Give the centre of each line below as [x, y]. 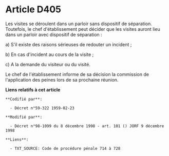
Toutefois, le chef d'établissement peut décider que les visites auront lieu [83, 29]
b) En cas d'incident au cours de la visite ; [50, 54]
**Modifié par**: [24, 117]
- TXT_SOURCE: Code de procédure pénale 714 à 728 [65, 148]
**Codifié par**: [24, 99]
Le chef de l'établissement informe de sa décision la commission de [77, 74]
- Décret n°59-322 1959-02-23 [42, 108]
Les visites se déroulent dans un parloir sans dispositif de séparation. [79, 24]
